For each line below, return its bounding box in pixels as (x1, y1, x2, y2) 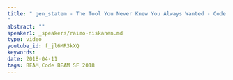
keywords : (7, 49, 36, 56)
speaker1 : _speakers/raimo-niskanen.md (7, 29, 123, 37)
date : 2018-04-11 (7, 56, 58, 63)
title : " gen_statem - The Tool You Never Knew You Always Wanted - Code (7, 10, 227, 17)
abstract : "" (7, 23, 45, 30)
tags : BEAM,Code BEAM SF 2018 (7, 62, 96, 69)
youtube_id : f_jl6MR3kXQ (7, 42, 80, 49)
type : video (7, 36, 42, 43)
